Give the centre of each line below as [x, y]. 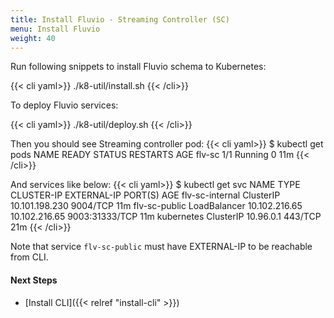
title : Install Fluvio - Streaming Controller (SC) [120, 19]
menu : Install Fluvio [55, 29]
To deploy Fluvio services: [64, 105]
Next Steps [34, 280]
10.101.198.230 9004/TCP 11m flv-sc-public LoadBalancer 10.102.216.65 [156, 206]
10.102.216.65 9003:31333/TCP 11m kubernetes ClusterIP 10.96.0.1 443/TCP [166, 217]
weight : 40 [33, 38]
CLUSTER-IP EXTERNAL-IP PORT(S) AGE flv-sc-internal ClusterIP [145, 195]
